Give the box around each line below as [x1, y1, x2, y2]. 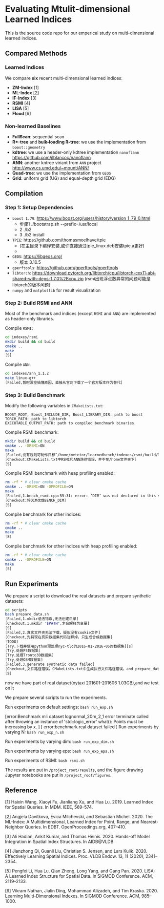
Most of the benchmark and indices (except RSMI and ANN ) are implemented [5, 310, 156, 316]
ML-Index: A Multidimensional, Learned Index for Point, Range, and [5, 819, 140, 825]
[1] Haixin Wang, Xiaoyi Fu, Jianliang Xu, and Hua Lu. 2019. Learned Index [5, 799, 153, 805]
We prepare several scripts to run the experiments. [5, 695, 107, 700]
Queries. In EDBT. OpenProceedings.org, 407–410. [25, 824, 126, 830]
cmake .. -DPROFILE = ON [5, 557, 51, 562]
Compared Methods [5, 49, 67, 58]
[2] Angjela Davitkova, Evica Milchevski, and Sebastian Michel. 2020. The [5, 814, 153, 820]
